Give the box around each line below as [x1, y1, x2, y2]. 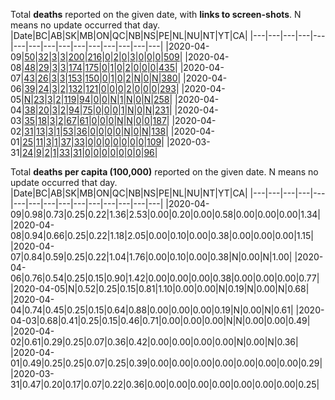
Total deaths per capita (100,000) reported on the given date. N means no [10, 166, 319, 178]
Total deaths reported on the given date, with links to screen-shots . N [10, 9, 302, 20]
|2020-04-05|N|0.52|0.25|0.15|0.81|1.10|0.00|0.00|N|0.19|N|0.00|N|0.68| [10, 283, 310, 294]
